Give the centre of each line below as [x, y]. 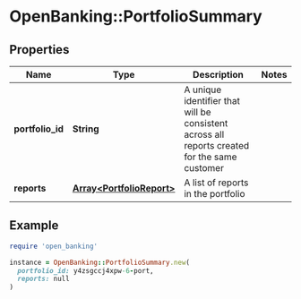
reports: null [43, 279]
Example [34, 226]
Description [218, 75]
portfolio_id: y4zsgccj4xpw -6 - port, [86, 270]
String [86, 129]
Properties [39, 50]
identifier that [211, 101]
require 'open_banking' [54, 246]
